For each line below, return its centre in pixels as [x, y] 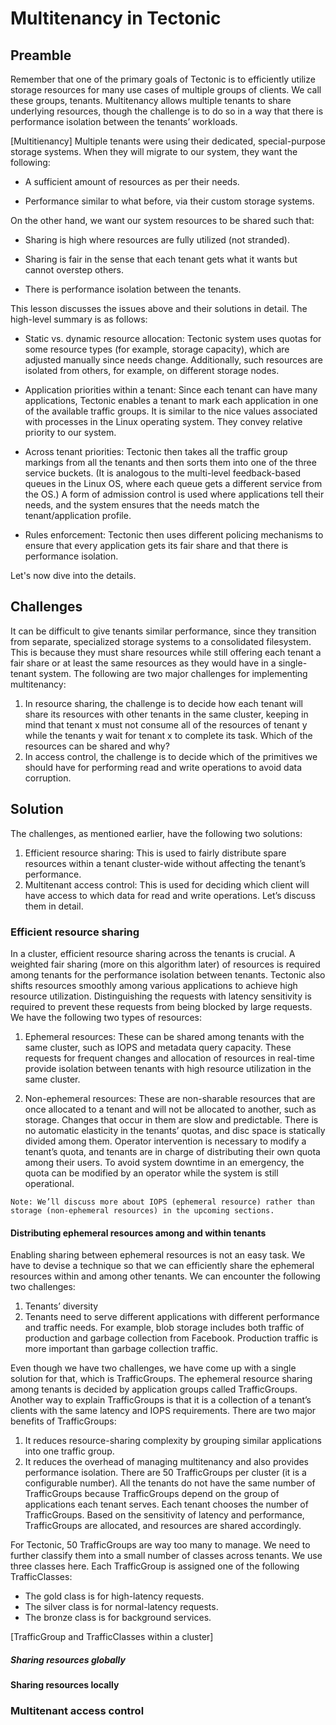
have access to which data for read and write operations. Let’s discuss [170, 895]
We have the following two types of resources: [106, 1017]
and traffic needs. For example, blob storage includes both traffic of [164, 1328]
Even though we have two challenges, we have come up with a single [153, 1368]
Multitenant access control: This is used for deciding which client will [167, 884]
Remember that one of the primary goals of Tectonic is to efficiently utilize [163, 79]
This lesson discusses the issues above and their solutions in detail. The [159, 308]
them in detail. [54, 906]
